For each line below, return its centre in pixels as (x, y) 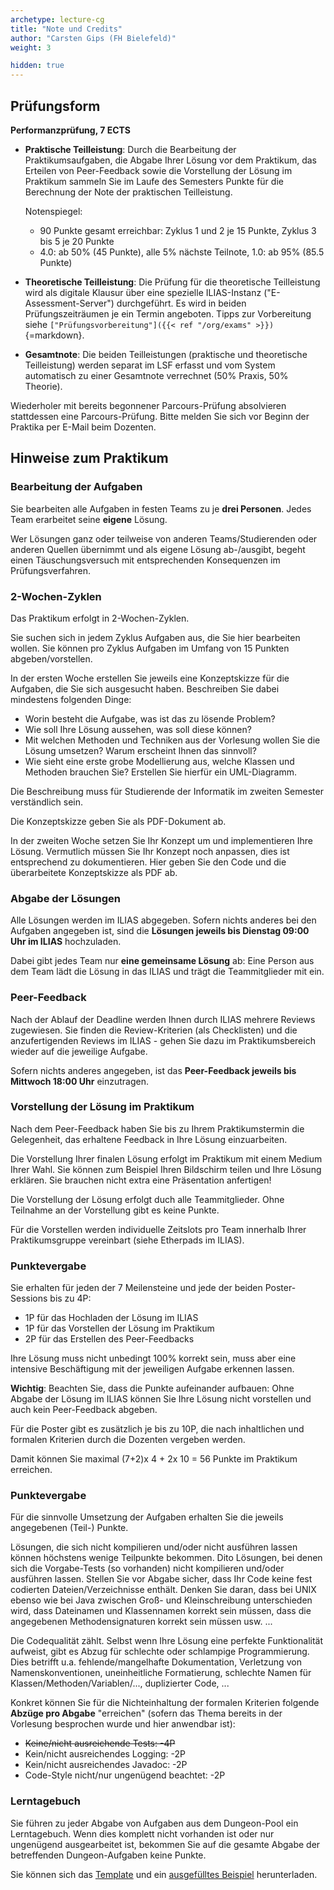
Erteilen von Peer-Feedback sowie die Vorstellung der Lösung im (158, 170)
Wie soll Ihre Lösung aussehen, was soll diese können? (138, 729)
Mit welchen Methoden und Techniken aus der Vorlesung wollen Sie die (172, 740)
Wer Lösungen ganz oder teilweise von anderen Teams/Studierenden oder (164, 538)
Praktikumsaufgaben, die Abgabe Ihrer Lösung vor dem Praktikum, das (170, 160)
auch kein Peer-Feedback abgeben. (84, 1410)
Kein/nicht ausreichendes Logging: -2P (105, 1754)
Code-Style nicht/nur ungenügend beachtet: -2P (125, 1775)
